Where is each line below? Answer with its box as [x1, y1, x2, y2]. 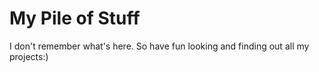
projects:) [9, 50, 49, 62]
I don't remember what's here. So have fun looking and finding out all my [9, 40, 310, 52]
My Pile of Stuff [9, 7, 141, 30]
